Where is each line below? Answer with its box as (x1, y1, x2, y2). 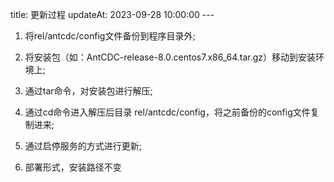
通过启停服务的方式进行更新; (24, 140, 143, 152)
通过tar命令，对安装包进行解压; (24, 85, 153, 97)
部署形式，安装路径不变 (24, 161, 122, 173)
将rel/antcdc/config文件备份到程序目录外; (24, 30, 196, 42)
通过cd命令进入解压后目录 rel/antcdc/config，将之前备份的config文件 (24, 106, 311, 118)
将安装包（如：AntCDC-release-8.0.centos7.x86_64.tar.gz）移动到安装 (24, 51, 317, 63)
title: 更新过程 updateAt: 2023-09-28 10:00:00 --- (10, 9, 215, 20)
